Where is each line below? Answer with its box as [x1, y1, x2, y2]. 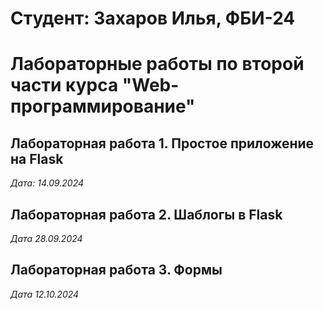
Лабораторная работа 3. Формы [10, 262, 223, 279]
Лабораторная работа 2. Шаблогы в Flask [10, 206, 283, 223]
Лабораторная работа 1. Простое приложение [10, 135, 315, 152]
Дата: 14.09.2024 [10, 177, 85, 189]
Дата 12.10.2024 [10, 288, 80, 300]
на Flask [10, 150, 64, 167]
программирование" [10, 95, 196, 118]
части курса [10, 74, 119, 97]
